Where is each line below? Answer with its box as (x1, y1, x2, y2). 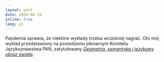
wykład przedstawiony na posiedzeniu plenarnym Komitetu (5, 41, 129, 47)
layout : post (5, 7, 33, 13)
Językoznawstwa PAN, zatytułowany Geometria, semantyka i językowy (5, 46, 154, 52)
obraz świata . (5, 51, 34, 57)
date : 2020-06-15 (5, 12, 42, 17)
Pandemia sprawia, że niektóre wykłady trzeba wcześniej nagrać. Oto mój (5, 35, 159, 41)
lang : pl (5, 21, 24, 27)
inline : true (5, 17, 33, 22)
